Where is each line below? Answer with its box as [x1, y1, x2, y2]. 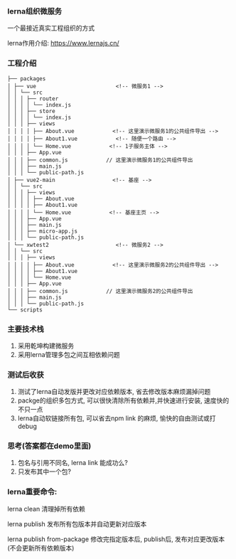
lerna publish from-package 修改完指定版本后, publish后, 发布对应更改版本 [7, 535, 225, 543]
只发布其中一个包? [17, 467, 71, 476]
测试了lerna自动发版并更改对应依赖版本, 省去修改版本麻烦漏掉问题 [17, 388, 211, 396]
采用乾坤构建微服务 [17, 341, 75, 350]
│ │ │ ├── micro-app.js [7, 228, 78, 235]
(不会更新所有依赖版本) [7, 543, 75, 552]
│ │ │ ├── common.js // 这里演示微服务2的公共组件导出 [7, 287, 193, 294]
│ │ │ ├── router [7, 95, 59, 102]
